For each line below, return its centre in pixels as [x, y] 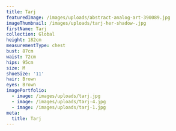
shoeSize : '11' [25, 74]
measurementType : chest [36, 46]
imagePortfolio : [26, 91]
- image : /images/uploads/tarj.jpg [56, 96]
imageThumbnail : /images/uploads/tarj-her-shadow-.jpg [76, 23]
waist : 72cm [21, 57]
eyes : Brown [21, 85]
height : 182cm [24, 40]
